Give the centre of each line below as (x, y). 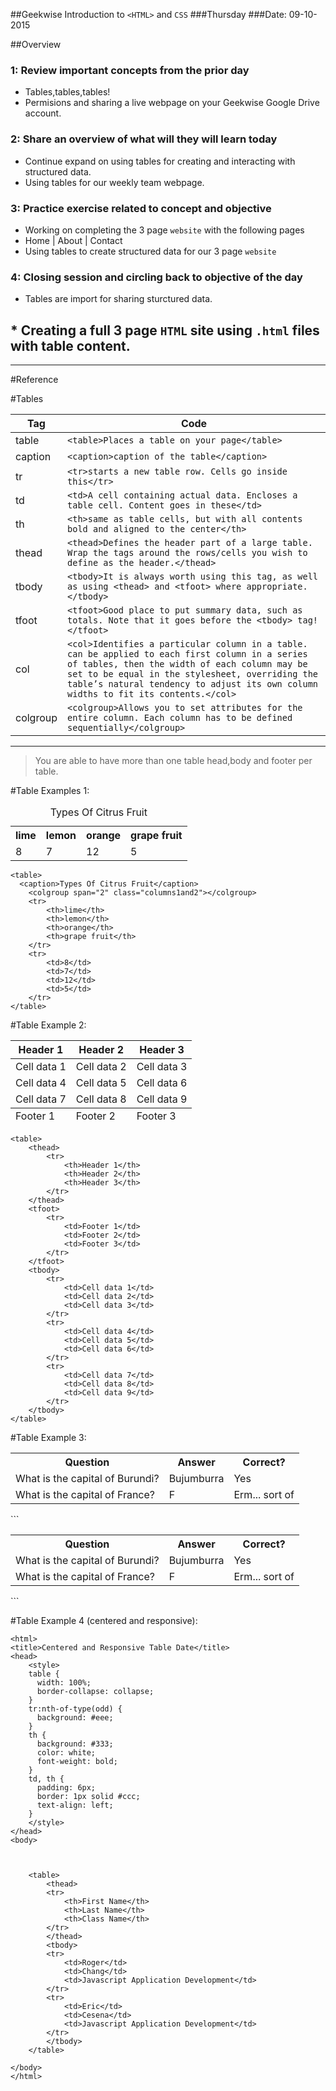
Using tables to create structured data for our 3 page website (150, 251)
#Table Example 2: (48, 1025)
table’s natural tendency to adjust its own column (193, 684)
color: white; (66, 1753)
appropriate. (277, 586)
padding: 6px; (66, 1788)
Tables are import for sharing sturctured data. (118, 299)
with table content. (70, 345)
